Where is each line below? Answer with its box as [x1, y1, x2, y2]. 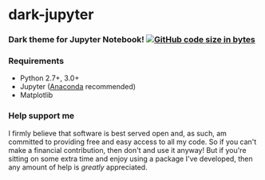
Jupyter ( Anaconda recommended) [19, 82, 136, 92]
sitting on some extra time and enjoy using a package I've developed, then [8, 154, 253, 163]
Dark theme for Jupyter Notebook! [8, 34, 145, 45]
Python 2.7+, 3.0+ [19, 73, 80, 83]
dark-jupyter [8, 6, 94, 24]
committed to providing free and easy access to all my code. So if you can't [8, 137, 257, 147]
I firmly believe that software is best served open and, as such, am [8, 128, 227, 138]
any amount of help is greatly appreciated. [8, 162, 148, 172]
